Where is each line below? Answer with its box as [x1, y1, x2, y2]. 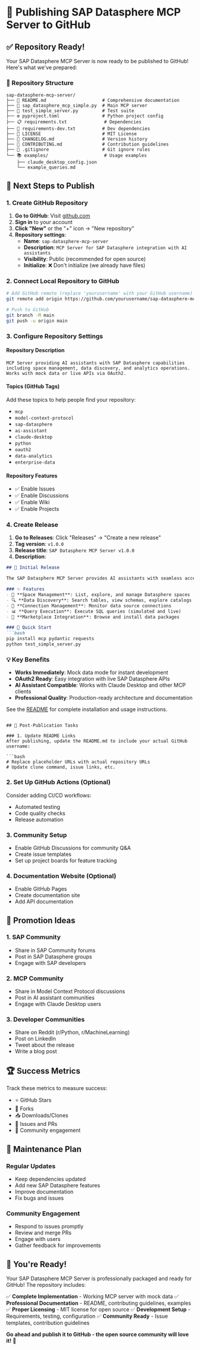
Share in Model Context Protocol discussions [14, 988, 126, 995]
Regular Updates [6, 1162, 56, 1170]
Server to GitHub [6, 18, 91, 32]
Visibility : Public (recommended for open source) [23, 255, 146, 262]
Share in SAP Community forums [14, 946, 96, 954]
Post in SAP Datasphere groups [14, 953, 92, 960]
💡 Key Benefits [6, 655, 50, 663]
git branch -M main [6, 312, 55, 318]
